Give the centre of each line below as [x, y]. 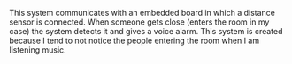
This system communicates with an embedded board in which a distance [142, 13]
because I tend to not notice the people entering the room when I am [134, 40]
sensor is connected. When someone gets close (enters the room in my [139, 22]
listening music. [38, 50]
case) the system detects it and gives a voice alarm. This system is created [146, 31]
